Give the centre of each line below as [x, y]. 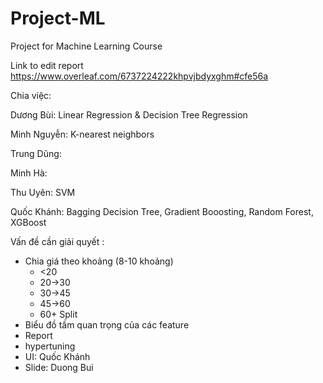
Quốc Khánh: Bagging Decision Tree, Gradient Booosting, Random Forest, [162, 211]
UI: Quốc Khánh [57, 356]
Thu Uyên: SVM [43, 192]
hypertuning [50, 346]
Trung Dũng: [36, 153]
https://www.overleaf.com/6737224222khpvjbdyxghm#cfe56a [139, 76]
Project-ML [58, 18]
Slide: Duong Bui [59, 367]
